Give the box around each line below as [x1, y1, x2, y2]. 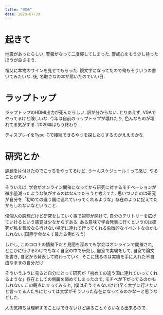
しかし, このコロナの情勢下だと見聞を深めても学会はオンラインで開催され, [5, 241, 154, 247]
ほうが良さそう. [5, 57, 36, 63]
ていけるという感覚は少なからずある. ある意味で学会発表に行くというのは [5, 219, 152, 225]
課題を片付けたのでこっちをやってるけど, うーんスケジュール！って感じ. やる [5, 168, 158, 174]
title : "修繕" [5, 7, 33, 12]
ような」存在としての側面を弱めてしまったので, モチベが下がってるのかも [9, 276, 157, 282]
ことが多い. [5, 174, 28, 180]
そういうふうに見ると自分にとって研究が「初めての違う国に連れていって [5, 270, 149, 276]
